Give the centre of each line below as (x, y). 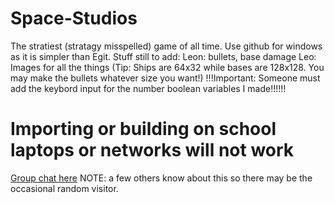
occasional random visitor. (64, 188)
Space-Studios (74, 18)
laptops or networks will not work (152, 150)
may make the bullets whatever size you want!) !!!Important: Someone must (165, 78)
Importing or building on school (143, 129)
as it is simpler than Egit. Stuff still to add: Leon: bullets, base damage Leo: (163, 56)
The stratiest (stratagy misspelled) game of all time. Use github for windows (166, 46)
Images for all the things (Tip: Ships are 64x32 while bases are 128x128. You (167, 67)
